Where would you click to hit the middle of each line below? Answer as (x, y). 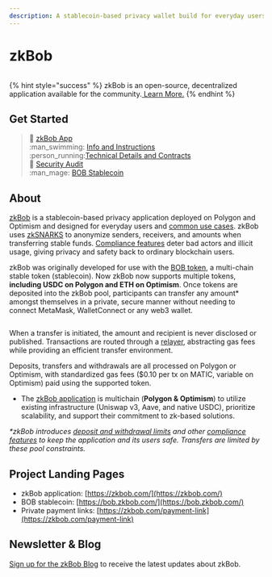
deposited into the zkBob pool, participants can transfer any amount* (124, 293)
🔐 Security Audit (56, 164)
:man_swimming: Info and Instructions (92, 147)
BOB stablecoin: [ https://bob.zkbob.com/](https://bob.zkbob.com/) (132, 502)
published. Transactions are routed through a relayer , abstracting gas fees (132, 342)
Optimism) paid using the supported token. (80, 383)
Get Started (39, 119)
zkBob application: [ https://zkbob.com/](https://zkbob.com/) (121, 493)
